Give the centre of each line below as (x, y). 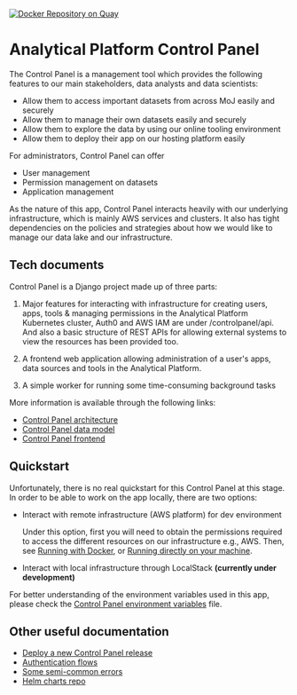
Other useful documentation (90, 632)
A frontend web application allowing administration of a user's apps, (147, 359)
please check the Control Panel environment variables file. (116, 604)
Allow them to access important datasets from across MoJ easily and (148, 100)
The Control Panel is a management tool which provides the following (136, 74)
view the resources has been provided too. (100, 341)
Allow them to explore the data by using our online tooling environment (151, 129)
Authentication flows (60, 662)
